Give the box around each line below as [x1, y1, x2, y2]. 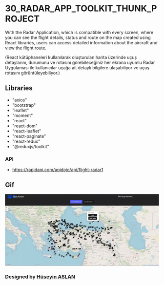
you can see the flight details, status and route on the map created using [5, 35, 151, 40]
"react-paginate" [12, 133, 46, 139]
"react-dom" [12, 123, 38, 129]
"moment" [12, 113, 33, 118]
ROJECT [5, 13, 40, 24]
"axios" [12, 97, 27, 103]
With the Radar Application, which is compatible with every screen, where [5, 29, 154, 35]
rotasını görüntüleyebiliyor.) [5, 70, 60, 76]
